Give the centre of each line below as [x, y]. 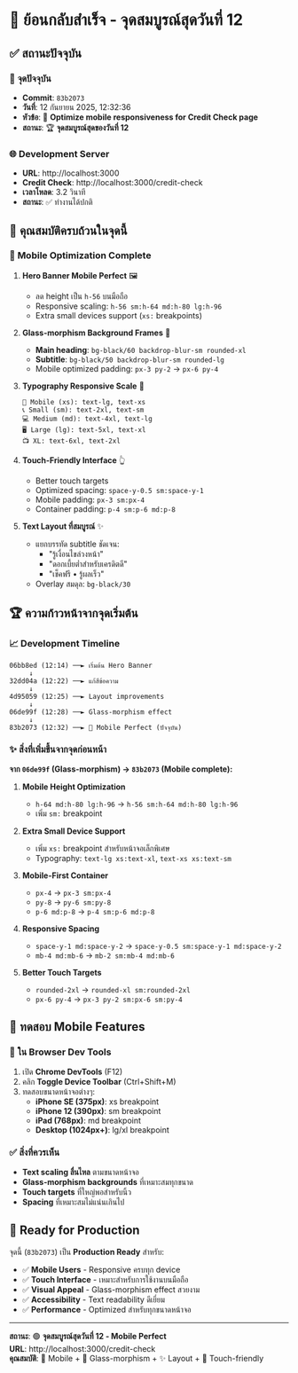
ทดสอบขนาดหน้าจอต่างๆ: [59, 1091]
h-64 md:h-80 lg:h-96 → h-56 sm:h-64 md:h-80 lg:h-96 [137, 804]
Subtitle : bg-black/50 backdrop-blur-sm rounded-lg [129, 359]
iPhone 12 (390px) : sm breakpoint [98, 1110]
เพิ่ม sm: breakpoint [69, 813]
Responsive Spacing [61, 929]
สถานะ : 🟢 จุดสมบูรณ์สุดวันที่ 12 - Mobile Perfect [88, 1336]
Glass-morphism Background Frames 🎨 [96, 333]
